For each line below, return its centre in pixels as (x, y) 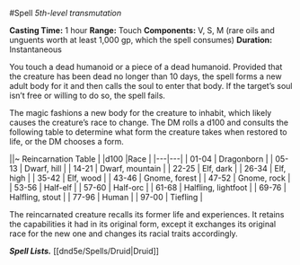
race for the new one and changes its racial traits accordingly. (124, 234)
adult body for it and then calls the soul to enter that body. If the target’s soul (151, 86)
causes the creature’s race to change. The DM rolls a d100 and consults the (149, 122)
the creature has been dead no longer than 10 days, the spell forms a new (146, 76)
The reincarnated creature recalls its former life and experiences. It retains (147, 214)
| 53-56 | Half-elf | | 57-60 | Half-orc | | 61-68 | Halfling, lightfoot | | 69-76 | (148, 187)
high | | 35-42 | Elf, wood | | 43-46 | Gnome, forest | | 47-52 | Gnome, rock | (150, 178)
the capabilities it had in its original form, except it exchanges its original (143, 224)
